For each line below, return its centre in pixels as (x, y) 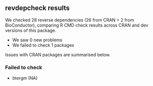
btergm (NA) (25, 78)
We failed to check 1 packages (43, 45)
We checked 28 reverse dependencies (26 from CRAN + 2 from (70, 20)
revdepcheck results (37, 8)
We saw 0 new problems (37, 40)
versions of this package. (31, 30)
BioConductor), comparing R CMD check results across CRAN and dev (77, 25)
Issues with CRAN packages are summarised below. (58, 55)
